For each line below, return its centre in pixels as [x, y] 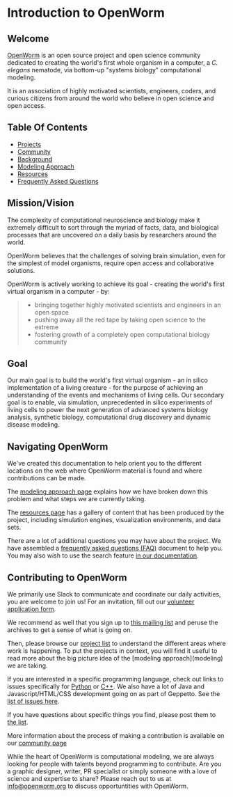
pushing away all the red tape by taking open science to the [120, 319]
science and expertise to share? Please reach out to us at [89, 779]
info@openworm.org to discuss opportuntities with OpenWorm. [98, 786]
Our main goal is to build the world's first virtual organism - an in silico [108, 380]
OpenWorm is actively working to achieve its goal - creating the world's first [116, 284]
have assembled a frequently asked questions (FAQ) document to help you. [115, 549]
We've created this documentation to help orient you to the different [104, 464]
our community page [37, 743]
